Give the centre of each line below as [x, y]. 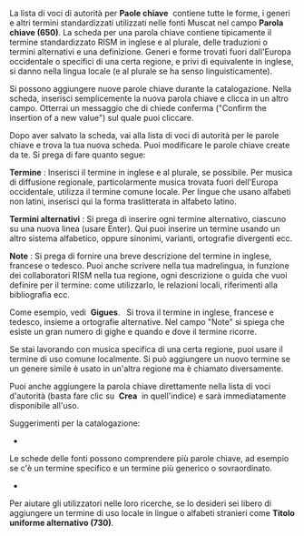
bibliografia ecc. [39, 294]
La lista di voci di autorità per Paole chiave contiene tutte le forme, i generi [150, 13]
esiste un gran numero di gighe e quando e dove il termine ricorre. [133, 332]
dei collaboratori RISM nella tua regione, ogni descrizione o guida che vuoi [148, 275]
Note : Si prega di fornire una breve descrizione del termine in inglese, [141, 256]
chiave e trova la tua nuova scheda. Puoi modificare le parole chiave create [150, 145]
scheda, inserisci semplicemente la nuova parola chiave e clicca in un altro [149, 98]
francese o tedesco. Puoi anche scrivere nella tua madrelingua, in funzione [149, 266]
